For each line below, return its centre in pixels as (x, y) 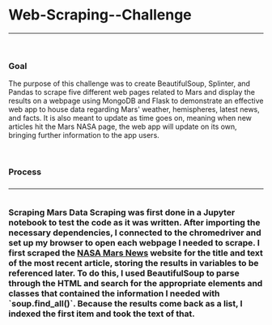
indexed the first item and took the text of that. (102, 314)
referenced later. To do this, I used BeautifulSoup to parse (124, 273)
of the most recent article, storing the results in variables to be (134, 263)
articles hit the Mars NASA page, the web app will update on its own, (123, 126)
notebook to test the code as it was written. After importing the (134, 223)
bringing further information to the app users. (84, 135)
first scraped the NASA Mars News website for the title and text (136, 253)
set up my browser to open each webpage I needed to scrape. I (134, 243)
